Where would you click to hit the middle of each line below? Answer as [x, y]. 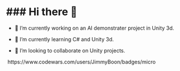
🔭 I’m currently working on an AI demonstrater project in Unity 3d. [94, 28]
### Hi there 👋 [42, 12]
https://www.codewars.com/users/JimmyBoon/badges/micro [81, 62]
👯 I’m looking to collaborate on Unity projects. [70, 50]
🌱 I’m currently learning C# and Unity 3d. [64, 39]
